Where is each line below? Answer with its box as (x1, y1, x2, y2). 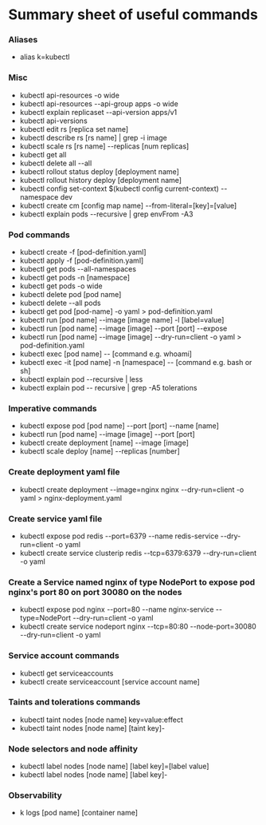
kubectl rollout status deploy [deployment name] (19, 166, 179, 177)
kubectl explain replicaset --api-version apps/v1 (19, 107, 178, 117)
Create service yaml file (8, 513, 103, 524)
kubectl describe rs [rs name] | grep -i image (19, 133, 167, 142)
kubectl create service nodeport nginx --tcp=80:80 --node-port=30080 (19, 621, 256, 632)
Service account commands (8, 650, 119, 661)
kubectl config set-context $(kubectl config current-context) (19, 184, 219, 193)
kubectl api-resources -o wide (19, 90, 119, 100)
